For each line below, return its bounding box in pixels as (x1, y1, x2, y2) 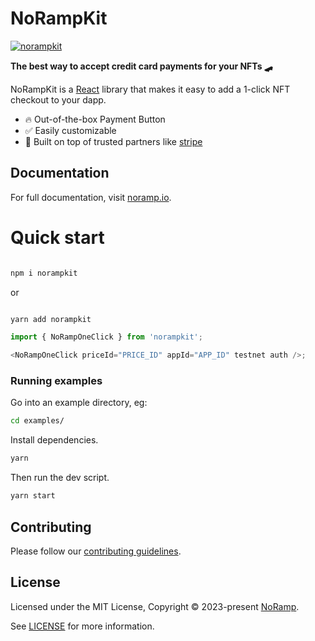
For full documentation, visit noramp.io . (10, 191, 172, 203)
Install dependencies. (10, 434, 99, 446)
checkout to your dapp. (10, 93, 107, 106)
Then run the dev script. (10, 472, 110, 484)
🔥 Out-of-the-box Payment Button (24, 113, 166, 125)
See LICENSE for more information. (10, 620, 155, 632)
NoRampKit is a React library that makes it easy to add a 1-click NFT (10, 83, 291, 95)
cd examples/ (10, 416, 65, 426)
